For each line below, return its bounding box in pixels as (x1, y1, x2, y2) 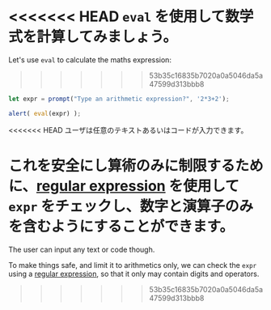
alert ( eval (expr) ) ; (8, 109, 82, 117)
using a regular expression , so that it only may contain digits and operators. (8, 269, 260, 278)
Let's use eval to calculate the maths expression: (8, 54, 172, 65)
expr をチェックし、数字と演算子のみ (8, 197, 253, 215)
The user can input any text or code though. (8, 244, 155, 254)
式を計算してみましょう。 (8, 28, 178, 46)
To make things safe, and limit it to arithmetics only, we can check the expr (8, 260, 257, 270)
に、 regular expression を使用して (8, 176, 240, 195)
